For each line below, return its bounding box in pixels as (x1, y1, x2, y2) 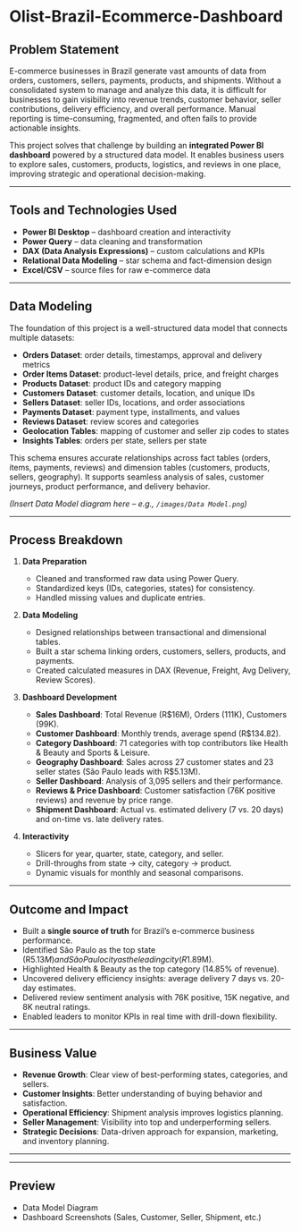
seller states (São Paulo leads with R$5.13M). (35, 767, 201, 777)
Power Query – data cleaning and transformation (21, 235, 203, 247)
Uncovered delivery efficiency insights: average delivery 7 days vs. (21, 973, 270, 984)
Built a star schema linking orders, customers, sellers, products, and (35, 646, 287, 657)
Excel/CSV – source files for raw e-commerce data (21, 264, 212, 275)
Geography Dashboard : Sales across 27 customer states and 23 (35, 757, 274, 768)
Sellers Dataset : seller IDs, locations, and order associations (21, 396, 246, 408)
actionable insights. (9, 123, 81, 133)
